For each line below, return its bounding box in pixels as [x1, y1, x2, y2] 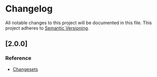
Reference [5, 55, 32, 62]
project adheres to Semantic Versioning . [5, 25, 89, 31]
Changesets [12, 66, 38, 72]
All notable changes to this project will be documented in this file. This [5, 20, 152, 26]
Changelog [5, 3, 53, 15]
